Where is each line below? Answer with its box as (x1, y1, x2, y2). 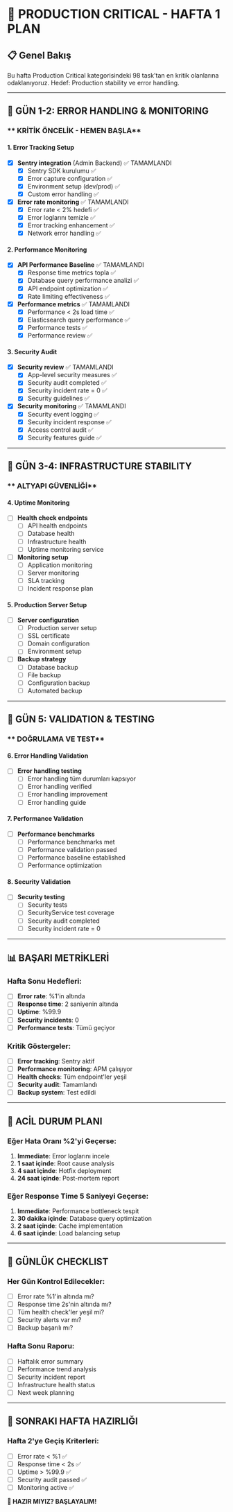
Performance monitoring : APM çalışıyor (17, 1064, 133, 1073)
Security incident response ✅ (27, 417, 112, 426)
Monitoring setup (17, 553, 69, 561)
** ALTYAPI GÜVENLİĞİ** (7, 481, 97, 491)
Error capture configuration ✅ (27, 174, 113, 182)
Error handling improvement (27, 790, 108, 799)
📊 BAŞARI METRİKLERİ (7, 953, 110, 964)
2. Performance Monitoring (7, 245, 87, 254)
